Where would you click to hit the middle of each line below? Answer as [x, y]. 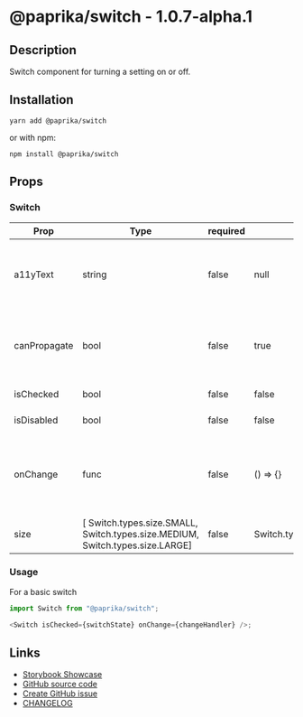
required [226, 230]
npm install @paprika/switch [64, 154]
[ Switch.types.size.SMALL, [140, 523]
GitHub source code [60, 684]
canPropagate [44, 345]
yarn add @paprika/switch [58, 121]
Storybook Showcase [62, 675]
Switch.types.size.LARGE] [137, 545]
